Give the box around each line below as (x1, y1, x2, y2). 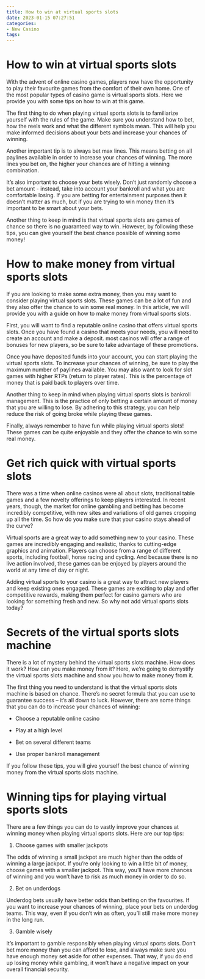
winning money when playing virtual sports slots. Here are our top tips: (6, 829, 184, 837)
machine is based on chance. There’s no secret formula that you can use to (6, 690, 196, 697)
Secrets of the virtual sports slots (6, 625, 179, 639)
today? (6, 604, 24, 611)
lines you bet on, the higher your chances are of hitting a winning (6, 160, 170, 168)
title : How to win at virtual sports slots (6, 9, 119, 15)
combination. (6, 167, 40, 174)
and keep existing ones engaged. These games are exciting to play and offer (6, 584, 199, 592)
